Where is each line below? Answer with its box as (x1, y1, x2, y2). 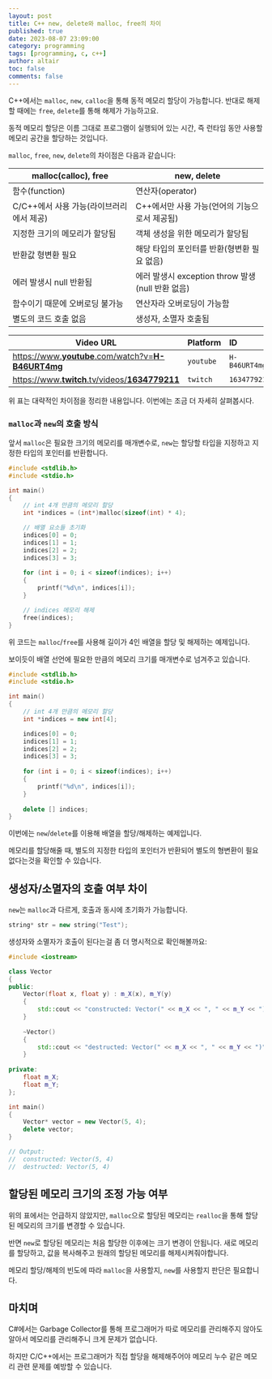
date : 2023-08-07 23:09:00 (8, 34, 100, 43)
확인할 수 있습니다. (43, 856, 102, 866)
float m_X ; (23, 1073, 60, 1081)
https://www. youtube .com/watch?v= (12, 350, 154, 362)
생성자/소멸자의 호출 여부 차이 (8, 882, 148, 896)
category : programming (8, 42, 85, 50)
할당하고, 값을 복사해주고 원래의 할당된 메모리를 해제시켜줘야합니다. (16, 1248, 229, 1257)
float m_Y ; (23, 1080, 60, 1089)
